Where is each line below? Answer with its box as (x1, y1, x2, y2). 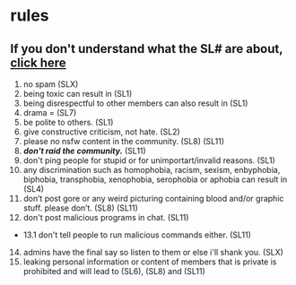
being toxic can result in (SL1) (22, 89, 133, 99)
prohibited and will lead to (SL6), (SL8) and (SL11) (22, 266, 205, 276)
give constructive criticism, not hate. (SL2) (22, 126, 180, 137)
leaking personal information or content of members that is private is (22, 256, 277, 267)
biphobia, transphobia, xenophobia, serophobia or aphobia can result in (22, 174, 288, 185)
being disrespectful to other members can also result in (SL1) (22, 98, 248, 108)
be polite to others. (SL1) (22, 117, 114, 127)
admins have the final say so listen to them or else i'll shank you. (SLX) (22, 247, 283, 257)
